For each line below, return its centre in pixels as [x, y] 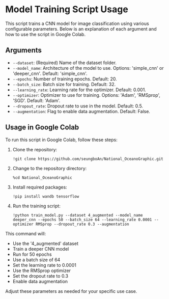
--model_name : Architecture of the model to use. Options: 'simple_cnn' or [88, 68]
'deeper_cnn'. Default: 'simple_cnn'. [50, 73]
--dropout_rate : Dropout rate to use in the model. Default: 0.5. [78, 106]
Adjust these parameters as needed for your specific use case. [71, 291]
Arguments [24, 50]
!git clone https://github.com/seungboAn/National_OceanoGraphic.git [88, 159]
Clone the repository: [35, 149]
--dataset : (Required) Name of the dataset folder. [65, 63]
